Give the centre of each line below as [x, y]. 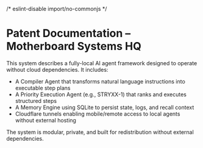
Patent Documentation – [69, 33]
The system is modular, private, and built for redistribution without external [100, 132]
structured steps [36, 100]
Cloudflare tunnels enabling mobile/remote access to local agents [98, 114]
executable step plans [43, 88]
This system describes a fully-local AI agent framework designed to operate [102, 63]
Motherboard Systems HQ [74, 47]
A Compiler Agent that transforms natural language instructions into [100, 81]
